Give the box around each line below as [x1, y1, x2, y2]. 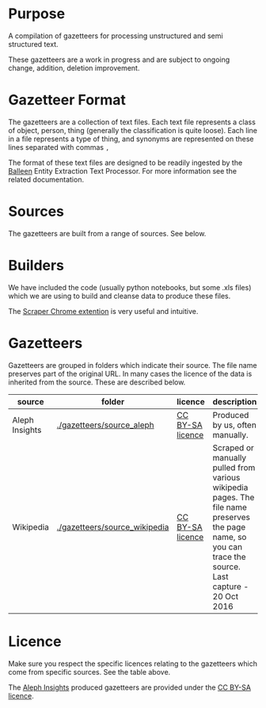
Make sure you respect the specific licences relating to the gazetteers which [8, 659, 257, 668]
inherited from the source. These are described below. [8, 377, 186, 387]
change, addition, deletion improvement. [8, 63, 140, 72]
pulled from [212, 461, 256, 473]
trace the [212, 551, 247, 562]
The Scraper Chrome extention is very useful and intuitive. [8, 306, 199, 316]
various [212, 472, 241, 483]
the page [212, 521, 246, 532]
